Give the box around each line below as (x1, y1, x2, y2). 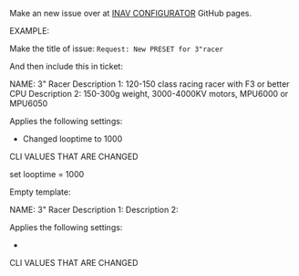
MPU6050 (9, 98, 48, 109)
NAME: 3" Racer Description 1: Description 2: (9, 205, 179, 215)
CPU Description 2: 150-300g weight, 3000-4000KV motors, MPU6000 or (9, 89, 289, 99)
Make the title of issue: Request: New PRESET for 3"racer (9, 43, 223, 54)
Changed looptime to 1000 (22, 133, 123, 144)
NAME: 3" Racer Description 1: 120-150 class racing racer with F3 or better (9, 79, 290, 90)
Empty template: (9, 186, 71, 197)
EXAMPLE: (9, 26, 50, 36)
